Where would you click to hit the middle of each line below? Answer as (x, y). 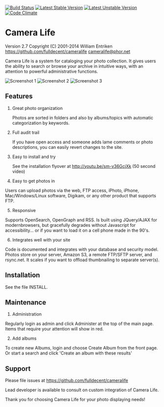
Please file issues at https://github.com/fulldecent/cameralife (67, 380)
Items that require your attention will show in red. (54, 329)
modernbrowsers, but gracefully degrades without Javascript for (70, 225)
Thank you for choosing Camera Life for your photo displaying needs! (75, 400)
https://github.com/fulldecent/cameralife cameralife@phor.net (68, 51)
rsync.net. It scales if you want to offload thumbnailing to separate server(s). (82, 260)
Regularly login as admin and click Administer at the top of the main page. (80, 324)
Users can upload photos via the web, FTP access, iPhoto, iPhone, (72, 190)
